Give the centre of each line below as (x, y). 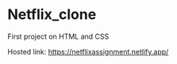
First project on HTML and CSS (58, 36)
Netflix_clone (52, 15)
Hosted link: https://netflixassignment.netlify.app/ (88, 51)
